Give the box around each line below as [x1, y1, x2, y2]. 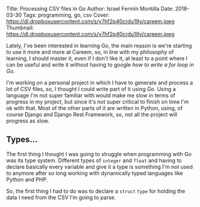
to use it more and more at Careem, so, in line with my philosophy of [6, 48, 174, 56]
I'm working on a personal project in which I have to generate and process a [6, 79, 193, 86]
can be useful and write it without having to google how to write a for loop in [6, 61, 194, 68]
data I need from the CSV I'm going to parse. [6, 194, 116, 201]
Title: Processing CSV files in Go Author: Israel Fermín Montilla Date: [6, 5, 174, 12]
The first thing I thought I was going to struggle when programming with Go [6, 150, 192, 157]
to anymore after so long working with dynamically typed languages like [6, 169, 183, 176]
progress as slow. [6, 117, 50, 124]
